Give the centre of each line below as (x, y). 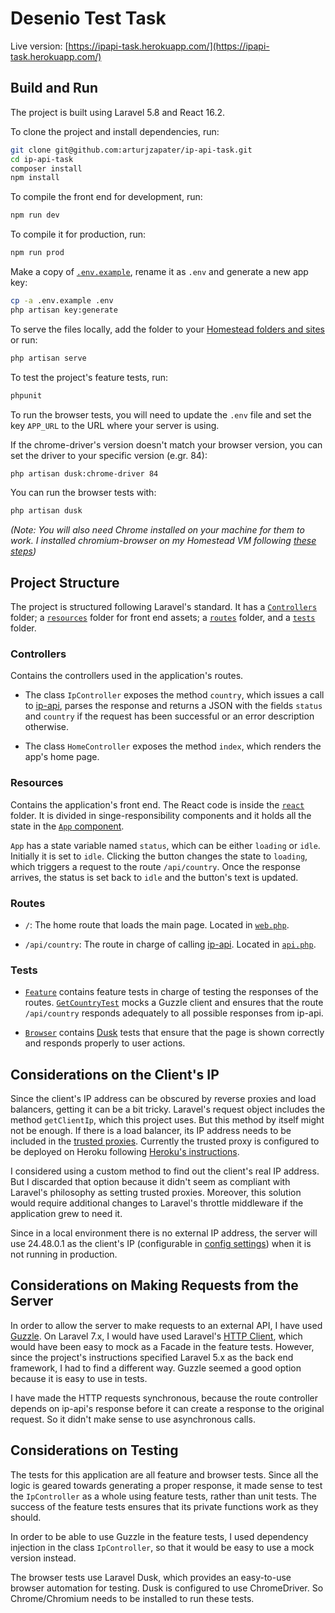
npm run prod (37, 253)
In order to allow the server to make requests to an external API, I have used (166, 1325)
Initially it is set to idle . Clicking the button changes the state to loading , (159, 856)
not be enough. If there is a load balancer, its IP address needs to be (151, 1131)
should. (26, 1517)
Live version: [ (39, 46)
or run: (24, 339)
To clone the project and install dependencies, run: (115, 131)
